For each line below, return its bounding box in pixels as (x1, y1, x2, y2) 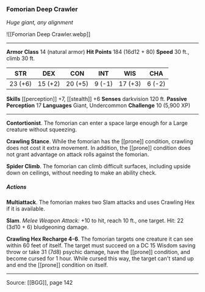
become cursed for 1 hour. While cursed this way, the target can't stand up (6, 255, 194, 262)
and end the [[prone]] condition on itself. (6, 261, 109, 269)
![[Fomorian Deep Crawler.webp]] (6, 31, 91, 38)
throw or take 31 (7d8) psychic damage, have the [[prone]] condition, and (6, 249, 190, 256)
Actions (6, 183, 27, 190)
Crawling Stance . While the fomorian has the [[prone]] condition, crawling (6, 138, 193, 145)
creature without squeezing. (6, 126, 77, 133)
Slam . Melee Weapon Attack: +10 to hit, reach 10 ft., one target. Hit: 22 (6, 217, 184, 225)
